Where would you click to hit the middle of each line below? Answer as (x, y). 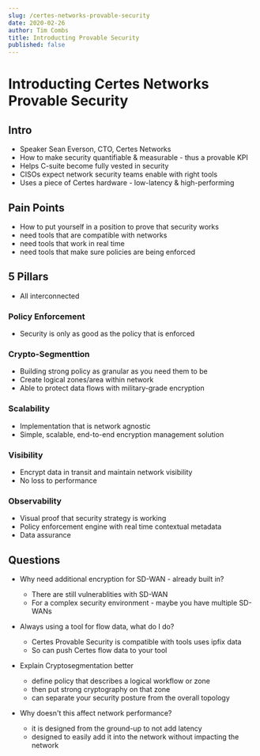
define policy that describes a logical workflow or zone (121, 681)
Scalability (29, 408)
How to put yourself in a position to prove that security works (119, 226)
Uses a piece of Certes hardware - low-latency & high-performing (127, 183)
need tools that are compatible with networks (93, 235)
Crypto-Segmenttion (49, 354)
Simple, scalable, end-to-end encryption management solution (122, 434)
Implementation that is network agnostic (85, 426)
